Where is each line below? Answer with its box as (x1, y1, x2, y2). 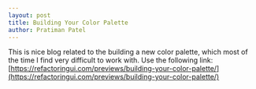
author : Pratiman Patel (8, 26, 87, 34)
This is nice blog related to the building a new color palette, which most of (8, 48, 248, 57)
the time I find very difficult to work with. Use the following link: (8, 55, 213, 65)
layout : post (8, 11, 51, 20)
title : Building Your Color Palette (8, 19, 128, 27)
